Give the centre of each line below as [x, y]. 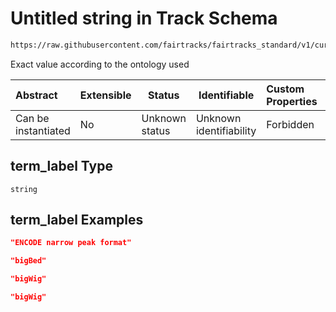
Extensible [105, 95]
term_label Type [61, 166]
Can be [32, 118]
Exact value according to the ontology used [100, 64]
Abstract [36, 95]
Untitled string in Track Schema [144, 18]
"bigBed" [28, 261]
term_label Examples [77, 220]
